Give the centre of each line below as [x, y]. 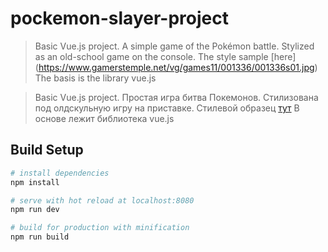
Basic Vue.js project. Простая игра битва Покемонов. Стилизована [176, 97]
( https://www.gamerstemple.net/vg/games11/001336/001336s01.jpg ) [176, 67]
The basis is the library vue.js [95, 78]
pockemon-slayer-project [119, 18]
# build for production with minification [100, 228]
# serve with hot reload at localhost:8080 [102, 200]
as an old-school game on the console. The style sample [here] [165, 56]
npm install [35, 182]
